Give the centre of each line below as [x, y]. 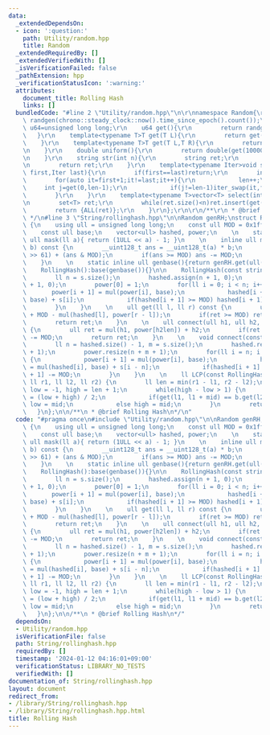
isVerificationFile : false [61, 636]
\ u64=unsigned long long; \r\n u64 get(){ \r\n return [133, 128]
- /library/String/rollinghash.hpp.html [77, 711]
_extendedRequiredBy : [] [57, 53]
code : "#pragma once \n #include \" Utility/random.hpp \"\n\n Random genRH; [140, 420]
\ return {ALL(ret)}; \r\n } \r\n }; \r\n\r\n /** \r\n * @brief [142, 210]
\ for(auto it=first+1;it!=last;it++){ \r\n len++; [142, 181]
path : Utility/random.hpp [66, 38]
